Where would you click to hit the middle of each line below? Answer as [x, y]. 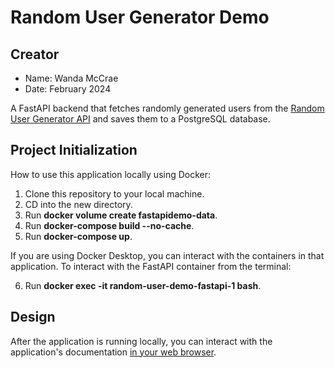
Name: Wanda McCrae [71, 78]
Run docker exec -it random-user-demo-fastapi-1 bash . [143, 285]
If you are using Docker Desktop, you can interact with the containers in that [167, 255]
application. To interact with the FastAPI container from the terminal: [151, 266]
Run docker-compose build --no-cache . [109, 225]
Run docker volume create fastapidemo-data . [121, 215]
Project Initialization [74, 150]
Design [33, 317]
